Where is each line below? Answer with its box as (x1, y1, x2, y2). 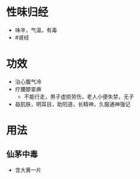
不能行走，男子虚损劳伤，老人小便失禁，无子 (23, 93, 135, 100)
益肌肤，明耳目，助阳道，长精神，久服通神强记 (14, 100, 130, 108)
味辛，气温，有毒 (14, 26, 57, 34)
